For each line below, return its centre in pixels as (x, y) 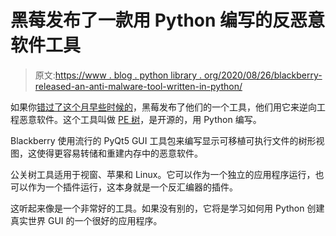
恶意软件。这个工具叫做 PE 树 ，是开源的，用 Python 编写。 (140, 119)
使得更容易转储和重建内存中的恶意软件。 (119, 153)
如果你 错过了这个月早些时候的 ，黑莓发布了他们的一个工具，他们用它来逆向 (163, 107)
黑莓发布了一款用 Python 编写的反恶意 (168, 20)
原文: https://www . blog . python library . (118, 75)
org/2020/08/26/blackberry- (263, 75)
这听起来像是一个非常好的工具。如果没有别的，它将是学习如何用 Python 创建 (167, 208)
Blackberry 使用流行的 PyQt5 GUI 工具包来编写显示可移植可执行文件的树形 (163, 140)
